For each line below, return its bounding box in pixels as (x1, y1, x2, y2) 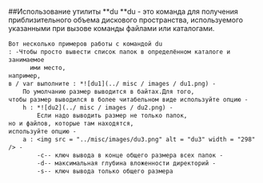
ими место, (29, 64, 66, 72)
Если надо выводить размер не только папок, (37, 111, 188, 119)
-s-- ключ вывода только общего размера (37, 167, 173, 175)
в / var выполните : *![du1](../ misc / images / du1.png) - (8, 80, 217, 88)
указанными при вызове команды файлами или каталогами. (8, 24, 215, 33)
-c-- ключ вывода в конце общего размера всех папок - (37, 151, 224, 159)
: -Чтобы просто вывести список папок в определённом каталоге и (8, 48, 230, 56)
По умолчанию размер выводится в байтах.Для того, (22, 88, 195, 95)
